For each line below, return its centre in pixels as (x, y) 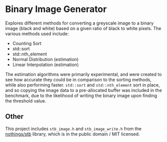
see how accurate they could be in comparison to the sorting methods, (78, 79)
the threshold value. (26, 100)
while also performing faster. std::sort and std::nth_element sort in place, (83, 85)
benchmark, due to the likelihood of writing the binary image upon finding (81, 95)
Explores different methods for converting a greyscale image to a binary (79, 23)
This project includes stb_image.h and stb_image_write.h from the (73, 128)
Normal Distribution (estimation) (45, 59)
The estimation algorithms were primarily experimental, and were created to (83, 74)
